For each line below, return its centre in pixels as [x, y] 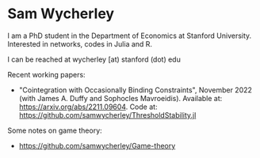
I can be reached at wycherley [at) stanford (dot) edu [94, 59]
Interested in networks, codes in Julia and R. [80, 43]
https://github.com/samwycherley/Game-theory [97, 145]
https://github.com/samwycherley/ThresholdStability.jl [107, 115]
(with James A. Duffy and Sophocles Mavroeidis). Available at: [120, 98]
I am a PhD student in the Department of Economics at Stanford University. [130, 36]
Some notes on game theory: [55, 130]
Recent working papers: [46, 74]
